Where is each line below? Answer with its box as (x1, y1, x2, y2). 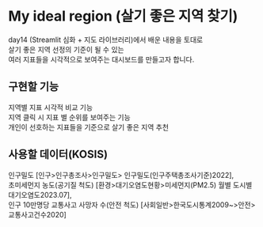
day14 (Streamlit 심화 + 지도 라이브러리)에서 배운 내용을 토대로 (8, 35, 204, 44)
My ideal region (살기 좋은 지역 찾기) (8, 7, 238, 25)
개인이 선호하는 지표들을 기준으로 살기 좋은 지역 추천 (8, 122, 169, 131)
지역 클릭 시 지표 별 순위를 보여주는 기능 (8, 112, 131, 122)
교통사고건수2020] (8, 210, 67, 219)
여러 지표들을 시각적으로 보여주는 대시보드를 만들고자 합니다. (8, 55, 195, 64)
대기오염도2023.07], (8, 190, 72, 199)
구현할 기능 (8, 80, 59, 93)
